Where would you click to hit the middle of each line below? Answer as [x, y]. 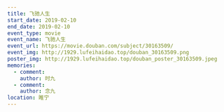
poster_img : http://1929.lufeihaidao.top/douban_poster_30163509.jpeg [112, 59]
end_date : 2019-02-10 [39, 26]
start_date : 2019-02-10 [42, 20]
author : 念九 [38, 91]
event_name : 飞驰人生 [37, 40]
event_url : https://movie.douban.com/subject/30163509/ [90, 46]
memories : [22, 65]
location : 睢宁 [28, 98]
